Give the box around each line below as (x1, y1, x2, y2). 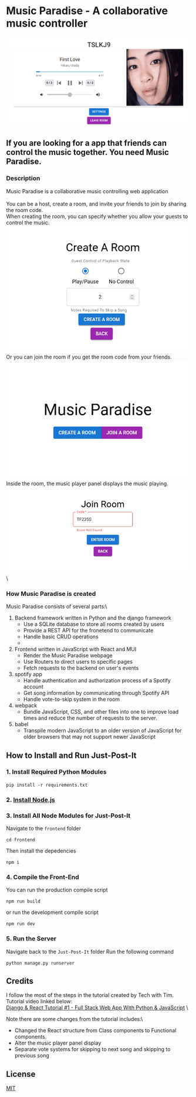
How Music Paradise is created (6, 589, 96, 598)
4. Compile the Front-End (6, 873, 79, 881)
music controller (6, 16, 88, 30)
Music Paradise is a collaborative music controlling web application (6, 187, 168, 195)
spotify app (14, 671, 43, 678)
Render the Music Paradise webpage (23, 652, 113, 659)
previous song (14, 1052, 50, 1059)
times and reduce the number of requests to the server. (23, 714, 157, 722)
